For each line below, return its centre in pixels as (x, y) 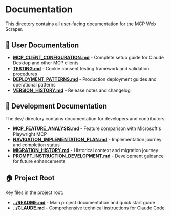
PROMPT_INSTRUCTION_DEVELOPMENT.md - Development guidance (88, 156)
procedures (25, 74)
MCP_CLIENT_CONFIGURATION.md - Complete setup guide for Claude (88, 57)
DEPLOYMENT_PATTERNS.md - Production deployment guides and (84, 79)
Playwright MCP (30, 134)
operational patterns (34, 84)
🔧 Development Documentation (56, 106)
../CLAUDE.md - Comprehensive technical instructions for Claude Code (89, 208)
